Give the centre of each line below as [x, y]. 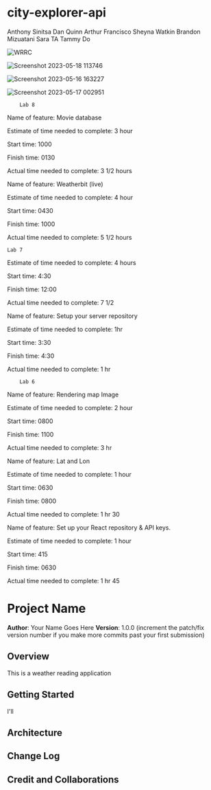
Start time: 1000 [30, 144]
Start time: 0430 [30, 210]
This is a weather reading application [59, 673]
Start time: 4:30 [29, 275]
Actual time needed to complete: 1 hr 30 [63, 514]
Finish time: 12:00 [32, 289]
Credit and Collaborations [63, 779]
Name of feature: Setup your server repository [73, 316]
